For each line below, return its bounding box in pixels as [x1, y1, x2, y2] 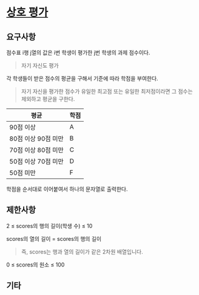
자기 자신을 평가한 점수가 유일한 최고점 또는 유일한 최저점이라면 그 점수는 [21, 88, 193, 95]
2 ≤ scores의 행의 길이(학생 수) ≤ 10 [6, 222, 93, 229]
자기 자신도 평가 [21, 62, 59, 69]
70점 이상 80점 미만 [9, 146, 64, 154]
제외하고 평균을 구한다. [21, 95, 75, 102]
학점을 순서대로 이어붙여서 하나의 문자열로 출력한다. [6, 186, 128, 192]
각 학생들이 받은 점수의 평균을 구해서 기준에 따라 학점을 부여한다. [6, 75, 159, 82]
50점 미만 [9, 168, 36, 177]
